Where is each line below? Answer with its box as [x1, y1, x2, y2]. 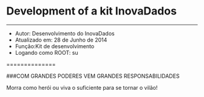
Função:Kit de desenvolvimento [15, 42, 95, 49]
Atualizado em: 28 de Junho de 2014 [15, 36, 107, 43]
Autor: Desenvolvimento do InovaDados [15, 30, 115, 37]
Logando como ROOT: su [15, 49, 78, 56]
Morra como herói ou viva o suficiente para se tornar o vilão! [6, 84, 158, 91]
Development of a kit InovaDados [6, 4, 177, 18]
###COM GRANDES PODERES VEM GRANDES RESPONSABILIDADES [6, 72, 180, 80]
